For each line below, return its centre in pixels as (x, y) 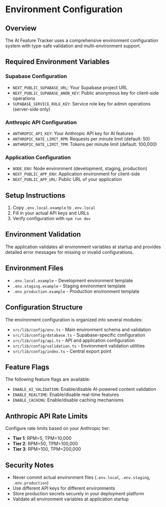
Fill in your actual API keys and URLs (51, 213)
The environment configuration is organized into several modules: (74, 319)
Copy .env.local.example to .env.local (54, 208)
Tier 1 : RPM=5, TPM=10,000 (42, 438)
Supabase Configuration (36, 76)
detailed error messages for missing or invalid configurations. (70, 252)
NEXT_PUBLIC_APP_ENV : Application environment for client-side (76, 174)
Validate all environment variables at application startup (71, 499)
